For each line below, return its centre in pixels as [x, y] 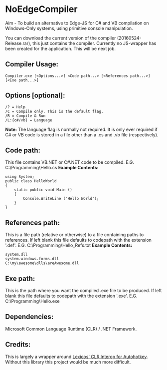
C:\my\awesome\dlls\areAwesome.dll [42, 263]
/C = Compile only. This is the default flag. [54, 111]
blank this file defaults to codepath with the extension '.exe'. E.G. [71, 296]
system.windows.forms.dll [32, 259]
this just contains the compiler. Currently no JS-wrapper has [94, 43]
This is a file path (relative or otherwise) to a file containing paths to [75, 235]
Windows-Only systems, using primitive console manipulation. [69, 28]
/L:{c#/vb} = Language [29, 120]
